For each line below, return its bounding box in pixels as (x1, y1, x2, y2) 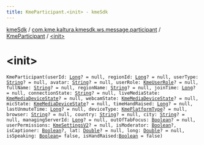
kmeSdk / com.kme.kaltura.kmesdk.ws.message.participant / (6, 26, 161, 33)
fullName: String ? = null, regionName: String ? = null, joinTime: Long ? (6, 84, 196, 91)
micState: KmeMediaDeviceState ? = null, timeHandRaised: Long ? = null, (6, 100, 193, 107)
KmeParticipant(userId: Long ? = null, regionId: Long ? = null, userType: (6, 74, 199, 80)
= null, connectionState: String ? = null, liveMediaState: (6, 90, 161, 96)
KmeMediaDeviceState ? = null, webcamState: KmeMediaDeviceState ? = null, (6, 95, 199, 102)
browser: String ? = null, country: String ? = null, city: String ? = (6, 111, 185, 117)
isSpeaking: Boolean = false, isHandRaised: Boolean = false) (6, 133, 164, 139)
